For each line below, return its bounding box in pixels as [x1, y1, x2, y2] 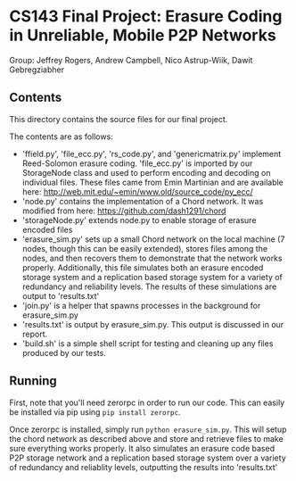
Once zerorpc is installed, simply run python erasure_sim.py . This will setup [9, 424, 287, 435]
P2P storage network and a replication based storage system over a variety [9, 452, 287, 463]
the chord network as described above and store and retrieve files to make [9, 433, 284, 444]
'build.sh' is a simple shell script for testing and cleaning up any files [21, 337, 274, 349]
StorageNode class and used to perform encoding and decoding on [21, 167, 271, 178]
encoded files [21, 224, 73, 235]
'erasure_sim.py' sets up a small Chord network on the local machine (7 [21, 234, 285, 245]
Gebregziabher [9, 64, 65, 75]
